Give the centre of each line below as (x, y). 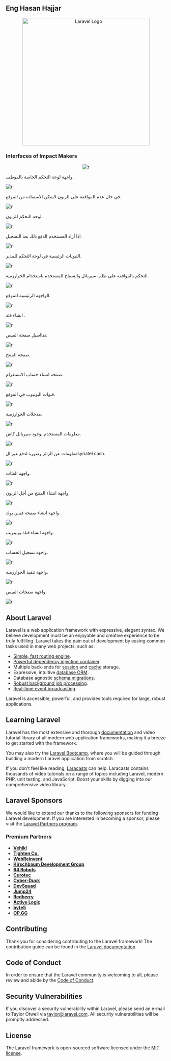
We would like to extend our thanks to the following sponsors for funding (82, 813)
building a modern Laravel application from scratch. (60, 758)
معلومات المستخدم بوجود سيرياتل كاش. (44, 434)
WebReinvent (28, 859)
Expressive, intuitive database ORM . (51, 672)
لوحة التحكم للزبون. (24, 217)
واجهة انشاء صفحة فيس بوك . (34, 513)
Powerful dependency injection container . (57, 661)
